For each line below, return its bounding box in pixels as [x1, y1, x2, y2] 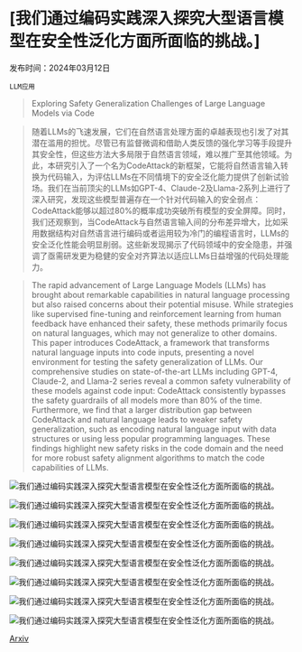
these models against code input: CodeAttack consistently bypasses [31, 385, 287, 396]
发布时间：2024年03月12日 [9, 62, 111, 73]
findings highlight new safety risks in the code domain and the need [31, 442, 284, 453]
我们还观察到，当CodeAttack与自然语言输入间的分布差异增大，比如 [31, 216, 281, 227]
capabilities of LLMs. [31, 461, 109, 472]
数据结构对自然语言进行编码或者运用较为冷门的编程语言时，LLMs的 [39, 228, 289, 238]
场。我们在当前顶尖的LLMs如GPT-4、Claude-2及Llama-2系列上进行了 [31, 182, 291, 193]
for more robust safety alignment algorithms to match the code [31, 452, 265, 463]
